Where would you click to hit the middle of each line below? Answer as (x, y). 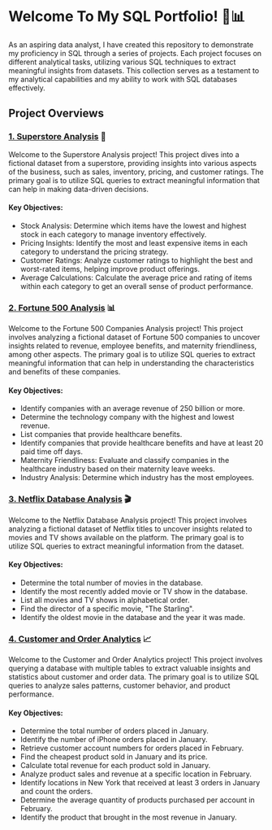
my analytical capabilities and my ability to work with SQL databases (123, 79)
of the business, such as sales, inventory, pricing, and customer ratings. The (136, 172)
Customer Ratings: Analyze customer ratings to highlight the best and (136, 260)
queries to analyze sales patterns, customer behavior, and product (119, 686)
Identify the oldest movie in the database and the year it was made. (133, 617)
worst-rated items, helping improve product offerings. (110, 269)
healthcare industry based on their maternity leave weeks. (117, 469)
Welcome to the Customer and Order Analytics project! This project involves (136, 660)
